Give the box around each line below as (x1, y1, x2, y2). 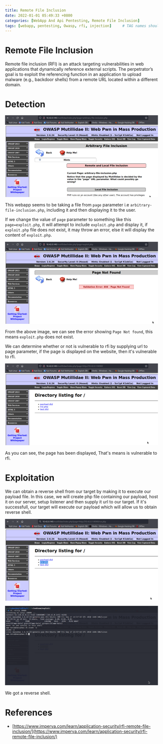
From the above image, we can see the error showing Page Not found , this (5, 328, 153, 334)
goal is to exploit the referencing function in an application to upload (5, 71, 142, 78)
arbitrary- (130, 203, 152, 208)
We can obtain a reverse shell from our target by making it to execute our (5, 488, 151, 494)
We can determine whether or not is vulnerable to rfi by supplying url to (5, 343, 148, 349)
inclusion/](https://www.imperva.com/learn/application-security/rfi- (12, 728, 148, 734)
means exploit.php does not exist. (5, 334, 74, 340)
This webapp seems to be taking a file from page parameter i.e (5, 202, 130, 208)
